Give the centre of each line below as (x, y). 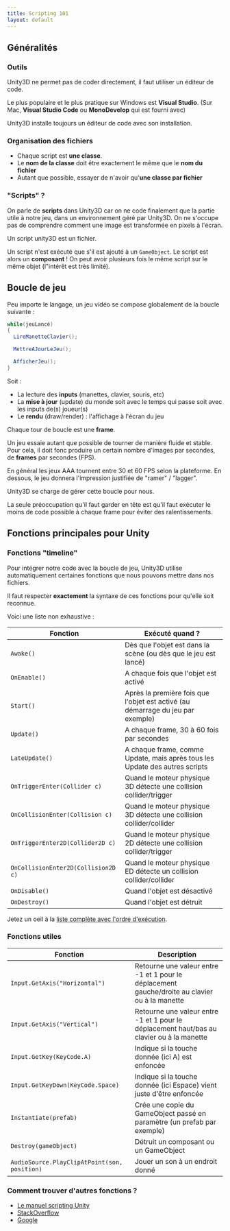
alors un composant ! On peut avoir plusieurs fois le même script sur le (107, 259)
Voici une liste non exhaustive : (51, 616)
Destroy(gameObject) (44, 1146)
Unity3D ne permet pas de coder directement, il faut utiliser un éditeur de (111, 82)
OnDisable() (30, 891)
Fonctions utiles (34, 937)
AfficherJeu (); (35, 362)
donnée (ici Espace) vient (176, 1085)
